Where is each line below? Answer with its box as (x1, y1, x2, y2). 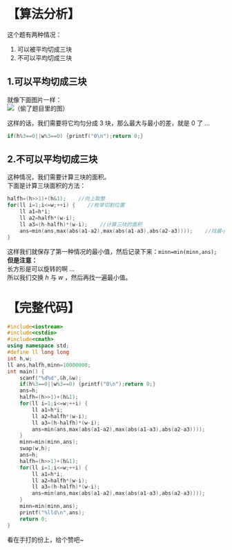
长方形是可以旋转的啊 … (7, 264, 75, 273)
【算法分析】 (7, 6, 81, 22)
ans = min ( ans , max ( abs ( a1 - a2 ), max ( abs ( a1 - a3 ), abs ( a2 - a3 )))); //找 (19, 227, 217, 235)
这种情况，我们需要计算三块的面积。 (7, 173, 110, 181)
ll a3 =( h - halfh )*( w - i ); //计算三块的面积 (19, 221, 143, 228)
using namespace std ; (7, 342, 70, 349)
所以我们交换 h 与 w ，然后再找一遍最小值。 (7, 273, 132, 282)
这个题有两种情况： (7, 30, 62, 39)
